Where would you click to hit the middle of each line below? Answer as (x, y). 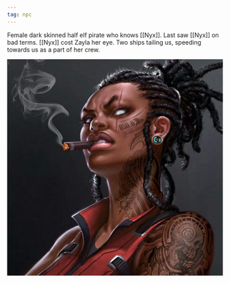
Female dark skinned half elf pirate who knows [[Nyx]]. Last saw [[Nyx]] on (113, 35)
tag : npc (20, 14)
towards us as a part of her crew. (54, 49)
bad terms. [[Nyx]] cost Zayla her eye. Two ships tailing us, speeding (104, 42)
